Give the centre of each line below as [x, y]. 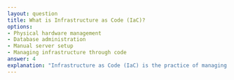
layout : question [33, 14]
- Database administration [47, 40]
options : [20, 26]
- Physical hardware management [54, 33]
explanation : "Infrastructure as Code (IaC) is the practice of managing [117, 65]
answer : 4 [22, 59]
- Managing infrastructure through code [67, 53]
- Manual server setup [40, 46]
